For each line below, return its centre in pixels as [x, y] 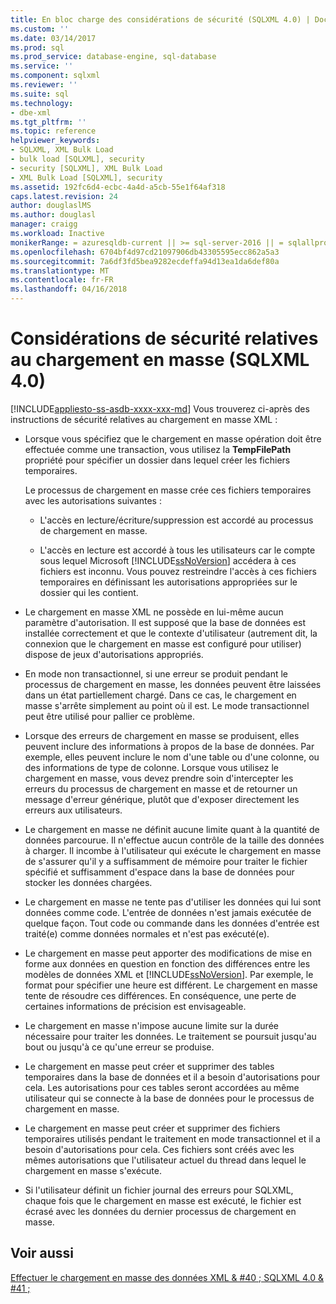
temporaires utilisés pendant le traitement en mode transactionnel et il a [172, 1138]
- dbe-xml [31, 112]
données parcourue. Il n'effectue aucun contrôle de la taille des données [174, 840]
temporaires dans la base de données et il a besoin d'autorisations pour [172, 1077]
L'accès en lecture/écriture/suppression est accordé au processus [176, 520]
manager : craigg [44, 224]
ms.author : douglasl [53, 215]
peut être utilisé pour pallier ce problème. [109, 716]
